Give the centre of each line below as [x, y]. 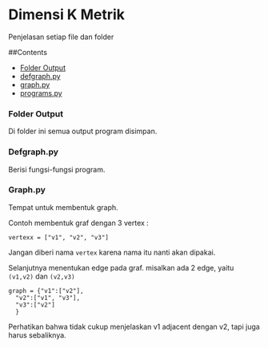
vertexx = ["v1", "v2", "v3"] [59, 237]
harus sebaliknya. [37, 335]
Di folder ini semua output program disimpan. [83, 131]
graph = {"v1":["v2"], [46, 291]
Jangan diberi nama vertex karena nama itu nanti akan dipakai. [112, 252]
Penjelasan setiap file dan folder [61, 37]
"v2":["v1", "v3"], [48, 298]
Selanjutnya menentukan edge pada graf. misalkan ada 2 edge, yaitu [121, 267]
